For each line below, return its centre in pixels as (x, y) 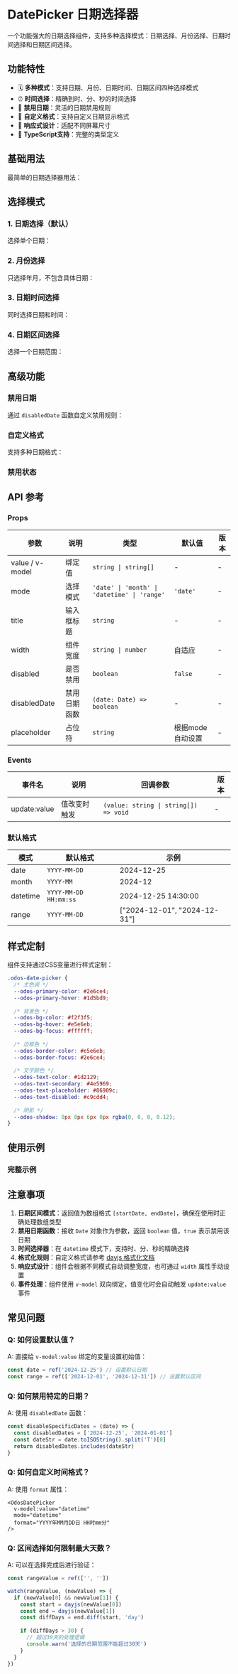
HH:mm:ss (62, 900)
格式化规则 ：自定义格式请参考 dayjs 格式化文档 (86, 1257)
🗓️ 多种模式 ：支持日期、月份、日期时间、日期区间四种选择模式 (108, 87)
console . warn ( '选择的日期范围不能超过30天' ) (86, 1644)
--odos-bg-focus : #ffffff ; (53, 1031)
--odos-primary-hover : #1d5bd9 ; (62, 998)
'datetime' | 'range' (129, 595)
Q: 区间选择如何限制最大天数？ (59, 1548)
